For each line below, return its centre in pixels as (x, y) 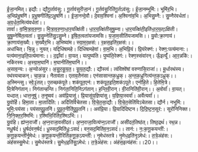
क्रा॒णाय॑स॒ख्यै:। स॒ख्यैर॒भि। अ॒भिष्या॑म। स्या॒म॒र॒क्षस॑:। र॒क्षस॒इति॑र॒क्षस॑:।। (70, 42)
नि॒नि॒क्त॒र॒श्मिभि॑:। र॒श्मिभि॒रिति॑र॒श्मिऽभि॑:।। (45, 116)
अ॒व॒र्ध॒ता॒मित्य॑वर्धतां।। (26, 22)
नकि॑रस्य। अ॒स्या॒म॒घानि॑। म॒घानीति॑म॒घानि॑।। (47, 62)
